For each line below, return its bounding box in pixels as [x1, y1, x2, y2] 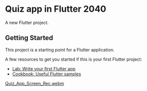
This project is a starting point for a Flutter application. [5, 46, 115, 52]
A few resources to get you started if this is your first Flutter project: [5, 56, 142, 62]
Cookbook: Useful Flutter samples [12, 71, 81, 77]
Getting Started [5, 34, 53, 42]
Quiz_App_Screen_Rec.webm [5, 80, 65, 86]
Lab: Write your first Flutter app [12, 66, 76, 71]
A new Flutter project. [5, 20, 49, 25]
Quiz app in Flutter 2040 [5, 3, 106, 15]
